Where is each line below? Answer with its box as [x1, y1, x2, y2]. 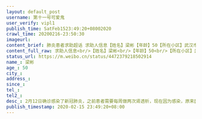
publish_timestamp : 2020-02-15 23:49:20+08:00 [6, 103, 125, 110]
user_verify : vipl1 [6, 20, 55, 26]
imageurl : [6, 37, 31, 43]
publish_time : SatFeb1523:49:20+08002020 [6, 25, 112, 32]
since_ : [6, 82, 26, 88]
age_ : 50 [6, 64, 28, 71]
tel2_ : [6, 93, 23, 99]
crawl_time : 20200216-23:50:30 [6, 31, 85, 37]
